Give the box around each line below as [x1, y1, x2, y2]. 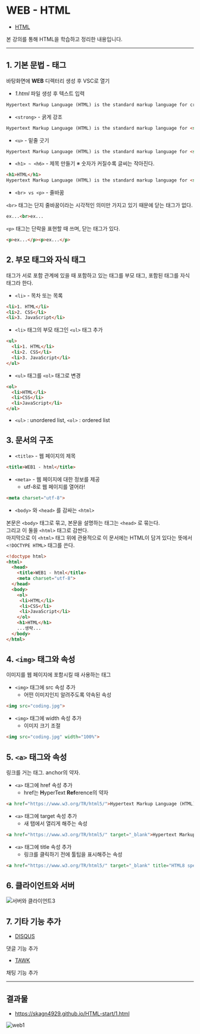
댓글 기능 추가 [6, 945, 39, 952]
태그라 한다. [6, 279, 34, 286]
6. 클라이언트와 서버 [6, 880, 75, 891]
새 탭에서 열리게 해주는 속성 [23, 820, 87, 827]
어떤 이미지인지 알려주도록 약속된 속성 [23, 691, 112, 698]
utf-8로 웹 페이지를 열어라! [23, 483, 85, 490]
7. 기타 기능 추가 [6, 916, 61, 926]
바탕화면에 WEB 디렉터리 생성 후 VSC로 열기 [6, 77, 110, 84]
